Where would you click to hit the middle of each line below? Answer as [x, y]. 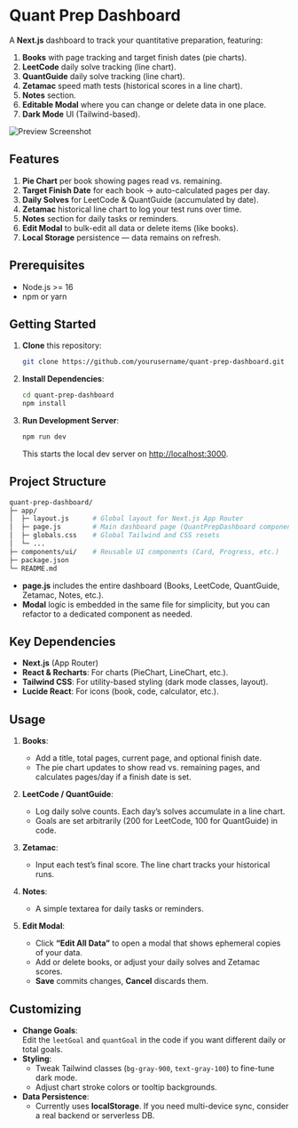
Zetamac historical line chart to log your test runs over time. [132, 209]
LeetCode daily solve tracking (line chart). [99, 67]
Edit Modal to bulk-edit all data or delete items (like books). [130, 228]
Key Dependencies [63, 641]
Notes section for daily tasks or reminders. [100, 218]
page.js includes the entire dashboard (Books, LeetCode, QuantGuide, [151, 585]
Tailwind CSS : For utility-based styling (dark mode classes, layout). [145, 682]
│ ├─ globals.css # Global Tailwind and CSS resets [114, 536]
